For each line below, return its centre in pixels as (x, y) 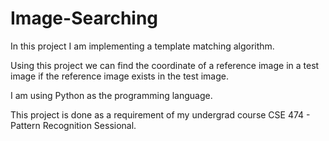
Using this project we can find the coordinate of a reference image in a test (165, 65)
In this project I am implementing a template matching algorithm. (142, 46)
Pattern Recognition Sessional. (73, 125)
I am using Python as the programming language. (111, 95)
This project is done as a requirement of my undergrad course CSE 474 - (160, 114)
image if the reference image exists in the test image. (119, 76)
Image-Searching (84, 18)
